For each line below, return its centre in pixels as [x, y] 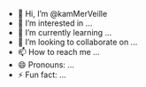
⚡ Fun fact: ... [42, 75]
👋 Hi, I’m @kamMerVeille [62, 14]
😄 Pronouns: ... [46, 65]
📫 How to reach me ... [58, 52]
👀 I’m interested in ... [55, 23]
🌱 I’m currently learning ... [65, 32]
